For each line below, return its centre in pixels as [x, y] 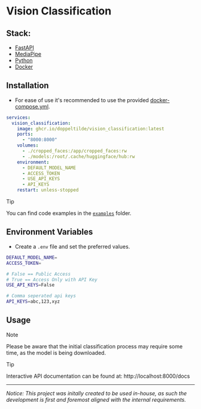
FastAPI [24, 47]
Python [24, 60]
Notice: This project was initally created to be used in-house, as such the [97, 393]
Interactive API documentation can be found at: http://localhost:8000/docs [98, 376]
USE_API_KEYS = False [31, 285]
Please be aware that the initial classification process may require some [95, 346]
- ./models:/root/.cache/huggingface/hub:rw [78, 156]
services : [19, 117]
